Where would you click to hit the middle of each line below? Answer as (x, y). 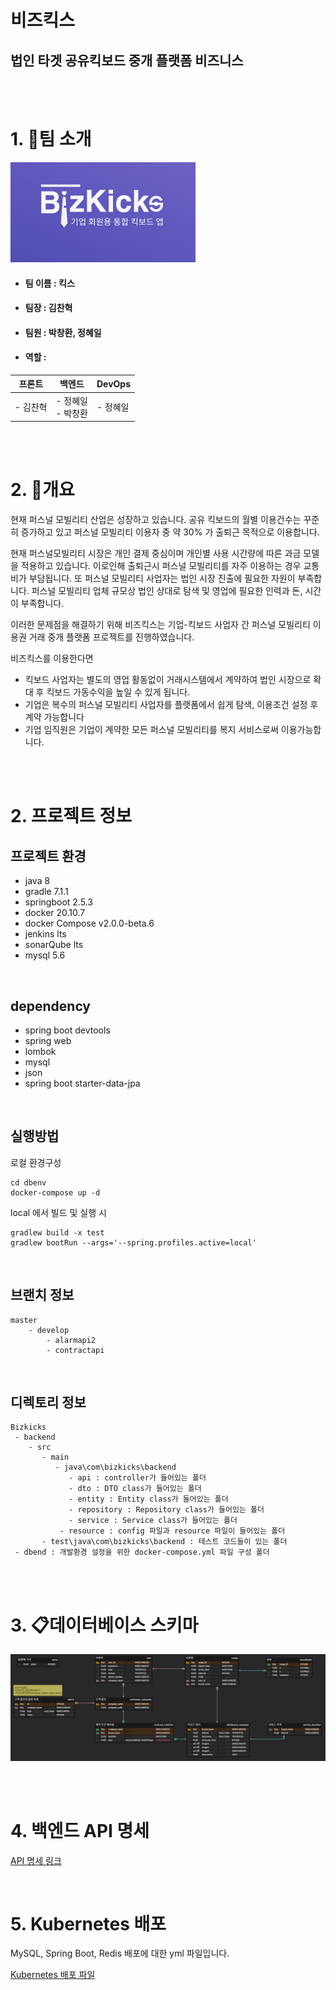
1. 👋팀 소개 (51, 139)
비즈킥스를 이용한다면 (52, 658)
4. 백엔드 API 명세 (80, 1830)
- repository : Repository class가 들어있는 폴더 (166, 1510)
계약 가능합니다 (54, 717)
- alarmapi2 (71, 1340)
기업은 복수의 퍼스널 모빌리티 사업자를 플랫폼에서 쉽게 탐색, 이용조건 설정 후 (171, 705)
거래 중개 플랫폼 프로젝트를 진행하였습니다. (111, 637)
